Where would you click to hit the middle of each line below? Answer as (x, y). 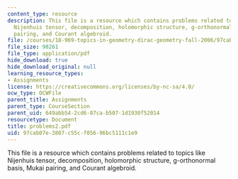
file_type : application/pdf (49, 54)
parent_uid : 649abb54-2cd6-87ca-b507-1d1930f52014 (84, 113)
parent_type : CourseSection (49, 107)
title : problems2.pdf (39, 126)
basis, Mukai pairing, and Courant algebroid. (72, 168)
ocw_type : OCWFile (34, 93)
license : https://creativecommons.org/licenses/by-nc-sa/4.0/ (101, 87)
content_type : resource (42, 14)
